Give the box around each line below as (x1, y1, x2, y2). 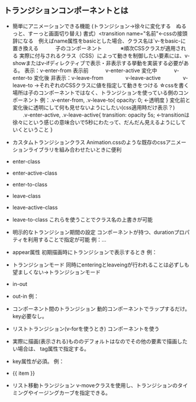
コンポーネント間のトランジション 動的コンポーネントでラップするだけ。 (12, 305, 191, 312)
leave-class (12, 192, 41, 200)
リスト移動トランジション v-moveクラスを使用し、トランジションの (12, 381, 178, 389)
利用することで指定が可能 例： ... (27, 236, 107, 243)
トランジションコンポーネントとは (4, 5, 128, 16)
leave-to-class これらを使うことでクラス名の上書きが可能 (12, 216, 153, 223)
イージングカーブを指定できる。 (33, 389, 111, 396)
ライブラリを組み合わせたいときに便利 (28, 146, 122, 153)
